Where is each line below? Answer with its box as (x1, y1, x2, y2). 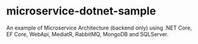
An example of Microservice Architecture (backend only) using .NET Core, (6, 24, 193, 31)
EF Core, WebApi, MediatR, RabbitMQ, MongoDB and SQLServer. (6, 30, 169, 37)
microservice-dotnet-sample (6, 4, 156, 18)
